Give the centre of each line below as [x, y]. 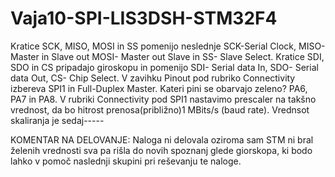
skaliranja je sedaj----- [57, 120]
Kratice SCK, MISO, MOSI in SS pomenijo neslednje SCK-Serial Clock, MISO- [168, 46]
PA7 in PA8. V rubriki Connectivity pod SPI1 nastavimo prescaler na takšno [163, 99]
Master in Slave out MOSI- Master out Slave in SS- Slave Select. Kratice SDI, [167, 56]
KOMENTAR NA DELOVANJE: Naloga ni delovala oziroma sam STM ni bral [162, 139]
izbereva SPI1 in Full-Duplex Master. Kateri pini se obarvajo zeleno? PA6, [159, 88]
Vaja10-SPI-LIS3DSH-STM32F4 [144, 18]
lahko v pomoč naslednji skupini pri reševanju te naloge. [126, 161]
